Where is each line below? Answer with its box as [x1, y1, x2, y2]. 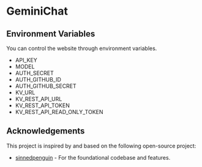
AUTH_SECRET [15, 69, 54, 77]
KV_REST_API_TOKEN [15, 102, 70, 109]
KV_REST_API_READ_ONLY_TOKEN [15, 108, 103, 115]
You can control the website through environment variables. [6, 44, 157, 52]
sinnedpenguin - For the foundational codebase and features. [15, 154, 171, 161]
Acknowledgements [6, 126, 85, 137]
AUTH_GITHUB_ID [15, 76, 61, 83]
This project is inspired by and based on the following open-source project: [6, 142, 196, 149]
